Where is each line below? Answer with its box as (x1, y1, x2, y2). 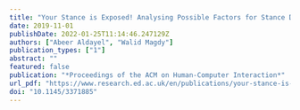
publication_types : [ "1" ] (9, 46, 105, 55)
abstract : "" (9, 54, 58, 63)
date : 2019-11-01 (9, 21, 74, 30)
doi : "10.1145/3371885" (9, 87, 98, 96)
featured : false (9, 63, 70, 72)
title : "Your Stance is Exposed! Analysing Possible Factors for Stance (9, 12, 286, 22)
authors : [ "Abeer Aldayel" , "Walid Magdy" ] (9, 37, 174, 47)
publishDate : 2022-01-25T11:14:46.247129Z (9, 29, 170, 38)
